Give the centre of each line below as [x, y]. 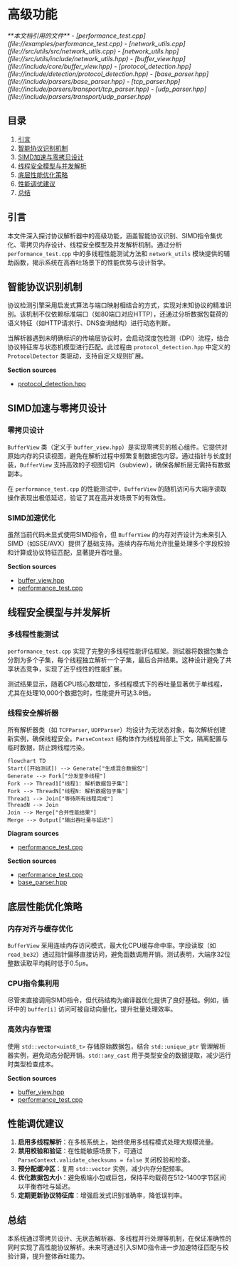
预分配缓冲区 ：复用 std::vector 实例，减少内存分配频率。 [102, 1169]
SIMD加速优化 [31, 518]
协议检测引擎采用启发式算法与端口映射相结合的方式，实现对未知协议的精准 [116, 305]
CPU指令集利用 [33, 983]
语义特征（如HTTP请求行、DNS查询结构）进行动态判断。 [91, 323]
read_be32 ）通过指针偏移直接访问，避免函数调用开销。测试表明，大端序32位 [119, 955]
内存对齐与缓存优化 [40, 928]
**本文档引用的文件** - [41, 36]
